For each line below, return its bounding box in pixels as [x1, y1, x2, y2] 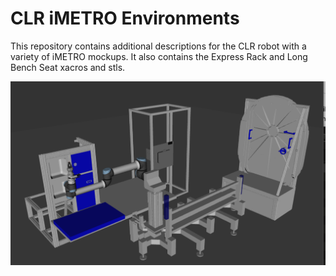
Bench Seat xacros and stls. [10, 61, 126, 73]
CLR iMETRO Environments [10, 7, 240, 30]
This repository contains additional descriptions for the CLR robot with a [10, 40, 307, 52]
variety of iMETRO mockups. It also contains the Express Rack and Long [10, 50, 308, 62]
